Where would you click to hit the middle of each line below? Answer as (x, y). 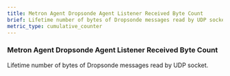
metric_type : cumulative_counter (55, 26)
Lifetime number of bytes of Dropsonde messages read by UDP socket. (108, 65)
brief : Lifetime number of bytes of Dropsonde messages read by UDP (107, 20)
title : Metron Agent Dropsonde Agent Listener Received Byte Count (105, 13)
